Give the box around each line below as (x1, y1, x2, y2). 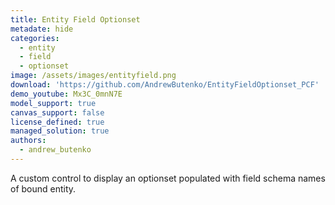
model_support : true (10, 98, 97, 108)
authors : (10, 136, 47, 146)
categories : (10, 33, 60, 43)
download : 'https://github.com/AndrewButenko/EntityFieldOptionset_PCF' (10, 80, 320, 90)
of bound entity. (10, 182, 77, 195)
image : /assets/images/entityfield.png (10, 71, 177, 81)
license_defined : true (10, 117, 105, 127)
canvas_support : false (10, 107, 105, 118)
